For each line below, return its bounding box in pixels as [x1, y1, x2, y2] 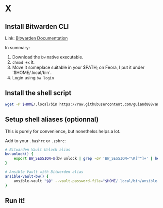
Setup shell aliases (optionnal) [5, 115, 99, 124]
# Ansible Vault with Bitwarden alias [5, 170, 83, 174]
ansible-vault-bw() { [5, 174, 49, 179]
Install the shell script [5, 89, 72, 97]
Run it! [5, 196, 25, 205]
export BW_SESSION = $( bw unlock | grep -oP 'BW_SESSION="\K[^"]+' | [14, 156, 153, 161]
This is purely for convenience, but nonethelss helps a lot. [5, 128, 121, 134]
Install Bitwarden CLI [5, 22, 69, 31]
